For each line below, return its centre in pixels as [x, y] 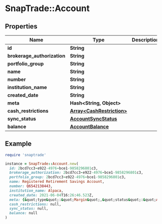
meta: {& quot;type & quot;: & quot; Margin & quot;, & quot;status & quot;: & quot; [83, 200]
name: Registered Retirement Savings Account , [57, 182]
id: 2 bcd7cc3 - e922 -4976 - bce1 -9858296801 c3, [54, 168]
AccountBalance [89, 127]
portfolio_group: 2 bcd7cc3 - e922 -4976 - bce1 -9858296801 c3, [68, 177]
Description [146, 40]
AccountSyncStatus [93, 119]
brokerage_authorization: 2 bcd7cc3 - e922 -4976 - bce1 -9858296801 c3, [76, 173]
